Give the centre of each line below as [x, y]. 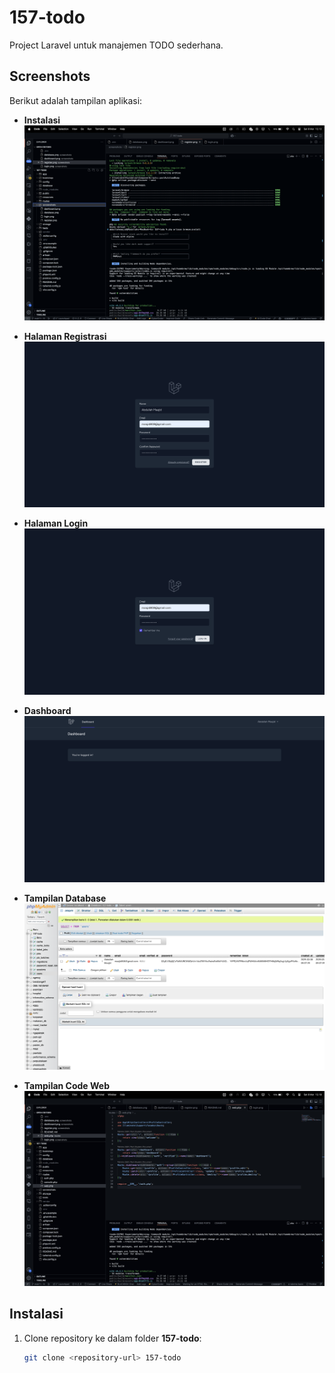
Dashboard [47, 711]
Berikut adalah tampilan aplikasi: [76, 100]
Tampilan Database [65, 898]
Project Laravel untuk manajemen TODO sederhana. [116, 45]
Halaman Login [56, 523]
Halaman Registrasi [65, 336]
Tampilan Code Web [67, 1086]
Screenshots [50, 76]
